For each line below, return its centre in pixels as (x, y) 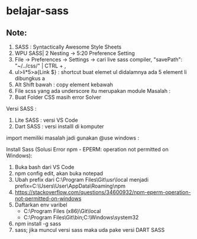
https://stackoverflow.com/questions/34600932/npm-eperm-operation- (103, 192)
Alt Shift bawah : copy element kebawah (64, 85)
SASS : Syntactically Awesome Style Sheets (68, 47)
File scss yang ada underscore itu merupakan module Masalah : (92, 91)
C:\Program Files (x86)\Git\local (62, 211)
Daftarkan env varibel (41, 205)
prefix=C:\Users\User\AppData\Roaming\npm (70, 186)
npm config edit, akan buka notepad (59, 173)
